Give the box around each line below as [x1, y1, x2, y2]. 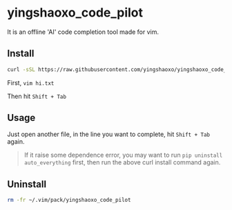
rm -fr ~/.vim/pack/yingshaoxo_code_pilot [7, 197, 131, 204]
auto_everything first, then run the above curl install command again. [23, 158, 221, 166]
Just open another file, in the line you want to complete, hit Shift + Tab [7, 130, 211, 139]
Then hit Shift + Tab [7, 92, 67, 100]
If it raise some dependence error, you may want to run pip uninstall [23, 151, 223, 160]
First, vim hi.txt [7, 78, 55, 87]
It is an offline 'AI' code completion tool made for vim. [7, 28, 159, 36]
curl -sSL [7, 66, 36, 73]
